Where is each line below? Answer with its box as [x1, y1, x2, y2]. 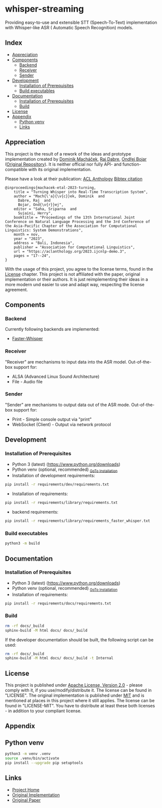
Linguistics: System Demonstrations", [5, 227, 83, 233]
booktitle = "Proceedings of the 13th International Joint [14, 215, 135, 220]
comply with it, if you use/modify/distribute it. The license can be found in [5, 688, 152, 693]
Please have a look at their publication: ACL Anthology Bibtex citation [5, 176, 143, 182]
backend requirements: [12, 509, 59, 515]
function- [122, 161, 141, 167]
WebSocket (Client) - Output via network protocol [12, 421, 111, 427]
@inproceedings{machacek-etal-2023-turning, [5, 185, 96, 190]
